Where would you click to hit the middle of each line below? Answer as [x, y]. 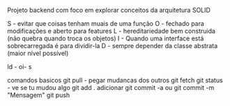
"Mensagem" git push [39, 95]
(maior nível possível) [38, 53]
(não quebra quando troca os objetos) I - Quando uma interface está [106, 38]
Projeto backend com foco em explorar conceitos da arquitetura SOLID [109, 10]
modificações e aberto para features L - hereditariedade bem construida [112, 31]
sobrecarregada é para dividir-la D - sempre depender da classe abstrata [113, 46]
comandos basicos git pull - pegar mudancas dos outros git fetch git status [115, 80]
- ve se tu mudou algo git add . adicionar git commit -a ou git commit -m [111, 88]
